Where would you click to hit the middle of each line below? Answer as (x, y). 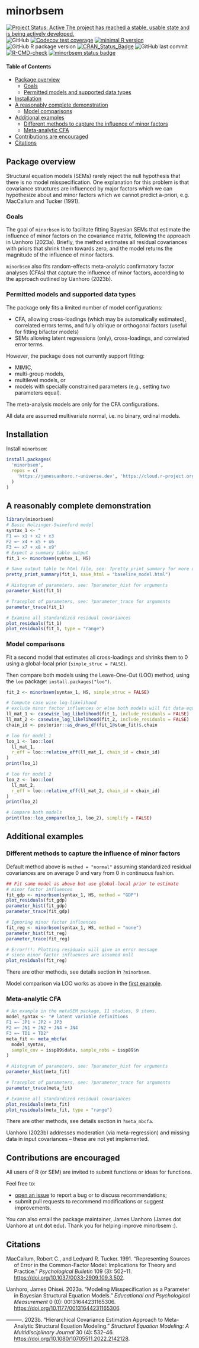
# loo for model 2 (29, 774)
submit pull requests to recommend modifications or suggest (89, 1202)
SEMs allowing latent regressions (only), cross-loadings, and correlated (102, 338)
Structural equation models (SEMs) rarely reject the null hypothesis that (93, 176)
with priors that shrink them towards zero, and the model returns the (89, 249)
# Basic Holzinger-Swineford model (50, 525)
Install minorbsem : (27, 449)
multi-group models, (40, 374)
